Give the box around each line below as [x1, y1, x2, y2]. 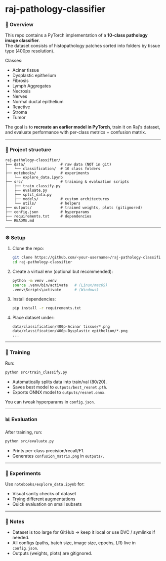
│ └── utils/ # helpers [5, 201, 81, 206]
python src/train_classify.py [5, 370, 68, 375]
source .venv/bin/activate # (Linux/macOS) [12, 283, 108, 288]
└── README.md [5, 218, 35, 223]
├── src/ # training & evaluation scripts [5, 179, 129, 184]
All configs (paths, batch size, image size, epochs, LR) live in [12, 540, 136, 546]
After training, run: [5, 429, 42, 435]
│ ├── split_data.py [5, 192, 52, 197]
